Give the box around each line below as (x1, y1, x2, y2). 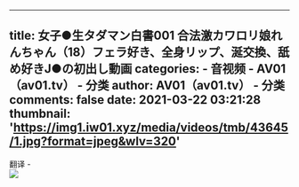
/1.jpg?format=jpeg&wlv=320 (9, 134, 176, 149)
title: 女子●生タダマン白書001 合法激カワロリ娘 (9, 28, 271, 43)
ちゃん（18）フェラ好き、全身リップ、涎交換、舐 (20, 45, 290, 60)
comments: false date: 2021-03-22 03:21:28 (9, 92, 261, 107)
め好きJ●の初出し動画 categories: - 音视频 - (9, 61, 255, 76)
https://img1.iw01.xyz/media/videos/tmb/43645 (12, 121, 289, 136)
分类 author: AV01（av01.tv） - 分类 (85, 78, 286, 93)
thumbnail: (9, 106, 71, 121)
